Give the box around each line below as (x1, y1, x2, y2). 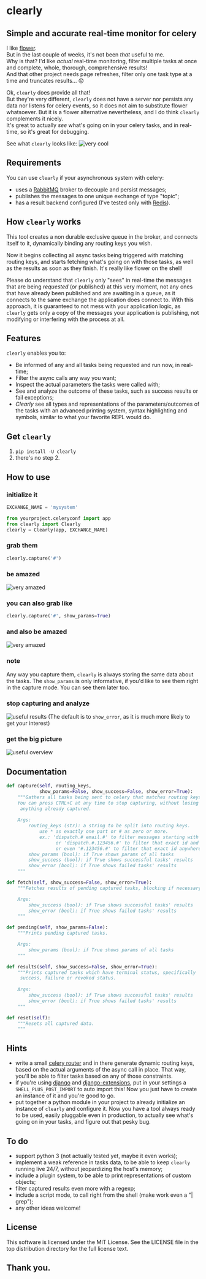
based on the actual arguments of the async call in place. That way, (15, 1066, 186, 1073)
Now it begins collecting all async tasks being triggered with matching (6, 251, 184, 258)
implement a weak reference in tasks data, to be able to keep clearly (15, 1158, 191, 1166)
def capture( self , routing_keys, (6, 783, 92, 789)
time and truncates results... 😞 (6, 77, 85, 84)
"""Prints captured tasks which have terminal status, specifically (17, 969, 196, 976)
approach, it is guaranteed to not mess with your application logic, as (6, 302, 181, 310)
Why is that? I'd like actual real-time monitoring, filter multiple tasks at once (6, 58, 197, 64)
